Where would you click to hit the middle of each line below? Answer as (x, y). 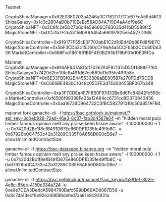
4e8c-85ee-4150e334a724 (33, 185)
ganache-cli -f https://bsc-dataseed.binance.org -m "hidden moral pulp (78, 149)
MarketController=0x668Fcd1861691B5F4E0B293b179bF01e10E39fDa (83, 52)
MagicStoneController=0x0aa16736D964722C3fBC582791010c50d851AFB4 (83, 103)
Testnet (13, 7)
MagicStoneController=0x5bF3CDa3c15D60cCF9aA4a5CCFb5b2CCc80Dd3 (83, 47)
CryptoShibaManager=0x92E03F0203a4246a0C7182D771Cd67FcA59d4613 (83, 17)
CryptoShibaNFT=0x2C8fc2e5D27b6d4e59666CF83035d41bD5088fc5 (78, 27)
